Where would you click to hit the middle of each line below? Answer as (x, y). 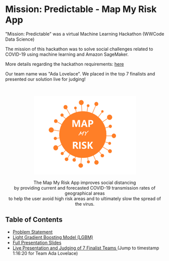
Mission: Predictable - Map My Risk (81, 9)
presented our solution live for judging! (45, 79)
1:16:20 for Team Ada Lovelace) (45, 253)
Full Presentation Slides (37, 242)
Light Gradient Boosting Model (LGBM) (53, 237)
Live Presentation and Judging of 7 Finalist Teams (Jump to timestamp (86, 248)
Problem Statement (33, 232)
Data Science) (20, 39)
